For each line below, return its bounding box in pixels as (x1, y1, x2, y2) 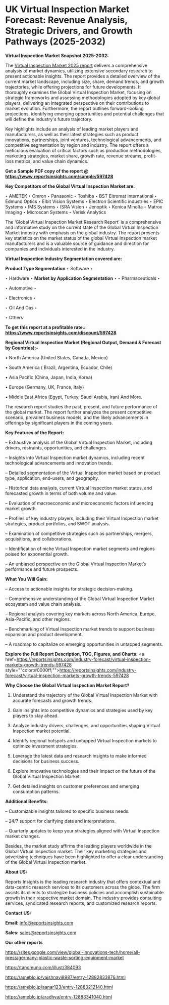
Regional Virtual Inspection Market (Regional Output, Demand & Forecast (5, 339, 161, 345)
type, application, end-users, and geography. (5, 475, 99, 481)
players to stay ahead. (12, 713, 59, 719)
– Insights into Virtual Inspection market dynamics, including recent (5, 454, 145, 460)
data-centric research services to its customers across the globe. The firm (5, 884, 160, 890)
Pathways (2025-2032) (5, 36, 106, 48)
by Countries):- (5, 345, 39, 351)
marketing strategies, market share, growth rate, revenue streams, (5, 153, 143, 159)
